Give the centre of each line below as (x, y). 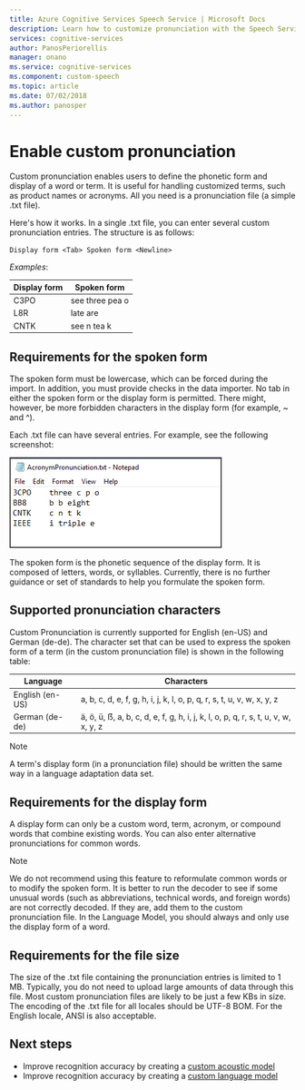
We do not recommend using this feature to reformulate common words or (148, 879)
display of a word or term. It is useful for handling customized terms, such (148, 186)
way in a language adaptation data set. (82, 774)
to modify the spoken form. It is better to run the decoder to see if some (144, 889)
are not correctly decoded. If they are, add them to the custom (126, 908)
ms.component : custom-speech (64, 77)
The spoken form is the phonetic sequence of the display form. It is (135, 562)
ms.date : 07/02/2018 (49, 95)
